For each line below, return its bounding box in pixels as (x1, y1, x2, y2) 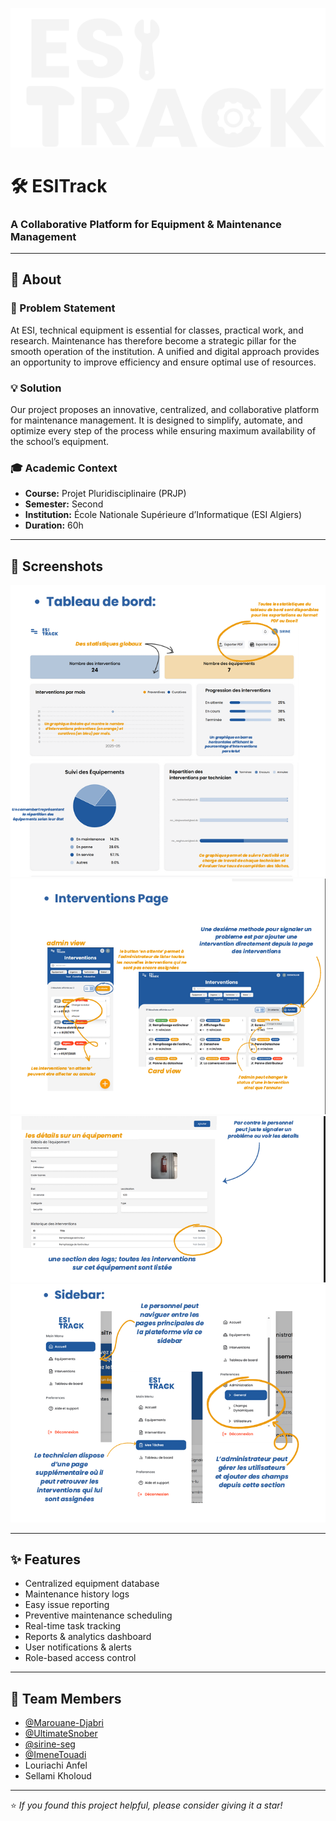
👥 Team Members (10, 1690, 122, 1707)
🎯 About (10, 271, 62, 288)
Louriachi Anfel (24, 1759, 88, 1772)
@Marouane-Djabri (24, 1717, 104, 1729)
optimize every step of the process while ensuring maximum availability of (10, 425, 317, 437)
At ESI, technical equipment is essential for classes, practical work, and (10, 324, 304, 336)
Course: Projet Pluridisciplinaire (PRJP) (24, 488, 187, 500)
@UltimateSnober (24, 1728, 98, 1740)
